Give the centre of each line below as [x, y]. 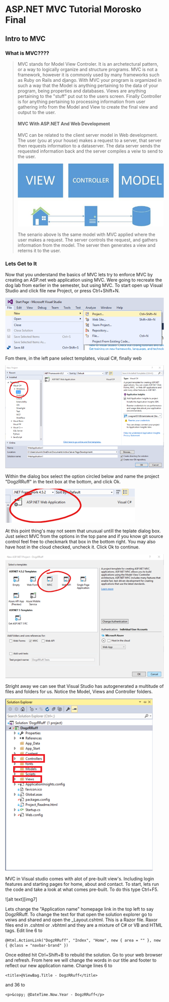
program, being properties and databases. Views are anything [82, 91]
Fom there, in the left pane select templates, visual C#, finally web [73, 358]
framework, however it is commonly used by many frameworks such [88, 75]
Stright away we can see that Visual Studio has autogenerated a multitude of [84, 686]
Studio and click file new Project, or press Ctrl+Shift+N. [62, 290]
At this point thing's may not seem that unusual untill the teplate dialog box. [83, 531]
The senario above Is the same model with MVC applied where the [86, 234]
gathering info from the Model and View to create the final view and [88, 107]
